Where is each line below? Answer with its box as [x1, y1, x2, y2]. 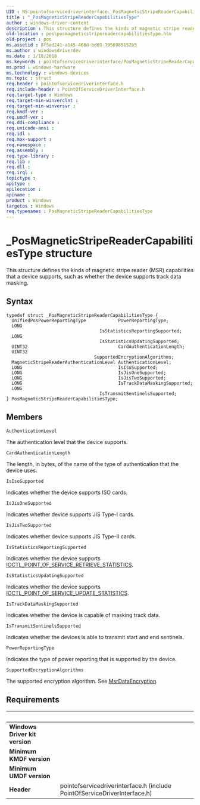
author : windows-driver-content [6, 20, 89, 26]
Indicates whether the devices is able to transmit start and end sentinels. [6, 633, 185, 640]
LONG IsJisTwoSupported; [11, 375, 167, 381]
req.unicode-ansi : [6, 125, 55, 131]
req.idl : [6, 131, 31, 137]
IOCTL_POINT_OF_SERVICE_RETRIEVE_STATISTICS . [6, 561, 134, 568]
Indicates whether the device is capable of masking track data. [6, 611, 161, 618]
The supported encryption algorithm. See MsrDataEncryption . [6, 677, 158, 684]
